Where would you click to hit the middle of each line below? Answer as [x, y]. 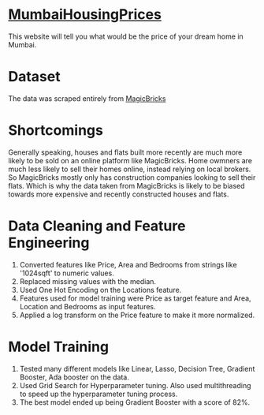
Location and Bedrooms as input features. [87, 306]
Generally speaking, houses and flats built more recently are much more [125, 152]
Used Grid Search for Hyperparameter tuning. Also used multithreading [135, 385]
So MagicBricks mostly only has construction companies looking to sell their [132, 177]
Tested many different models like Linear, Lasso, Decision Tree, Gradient [137, 368]
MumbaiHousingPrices [85, 15]
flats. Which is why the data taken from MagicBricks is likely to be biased [127, 185]
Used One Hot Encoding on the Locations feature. [100, 290]
